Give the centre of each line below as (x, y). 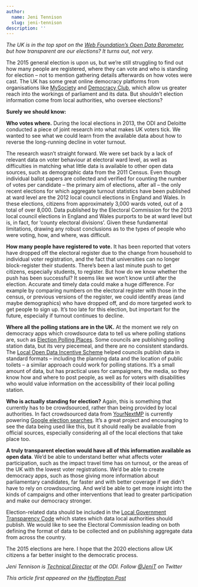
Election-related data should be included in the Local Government (86, 513)
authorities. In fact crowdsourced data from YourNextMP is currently (90, 414)
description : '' (26, 28)
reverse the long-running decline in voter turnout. (66, 142)
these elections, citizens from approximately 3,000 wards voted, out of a (95, 204)
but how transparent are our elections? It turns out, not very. (80, 51)
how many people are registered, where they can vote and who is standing (97, 69)
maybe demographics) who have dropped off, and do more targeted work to (99, 303)
